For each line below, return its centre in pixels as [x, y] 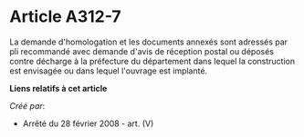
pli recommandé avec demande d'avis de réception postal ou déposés [142, 51]
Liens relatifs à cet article [58, 88]
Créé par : [27, 105]
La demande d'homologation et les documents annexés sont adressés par [149, 42]
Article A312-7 [65, 17]
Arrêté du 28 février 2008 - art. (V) [88, 123]
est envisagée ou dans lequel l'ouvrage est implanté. [109, 71]
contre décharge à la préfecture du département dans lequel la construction [152, 61]
